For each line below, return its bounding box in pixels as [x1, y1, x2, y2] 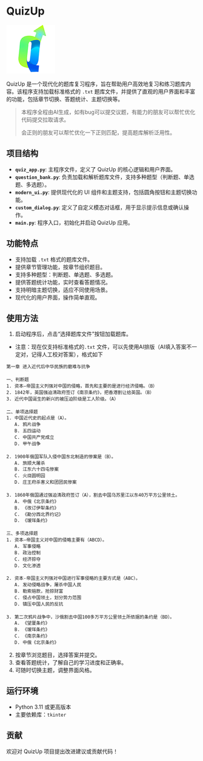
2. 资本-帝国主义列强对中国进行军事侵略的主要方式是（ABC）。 [6, 576, 141, 582]
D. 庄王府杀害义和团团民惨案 [14, 479, 77, 486]
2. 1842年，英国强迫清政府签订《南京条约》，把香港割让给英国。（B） [6, 389, 155, 396]
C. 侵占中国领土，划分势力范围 [14, 594, 82, 601]
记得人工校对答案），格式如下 [31, 351, 103, 358]
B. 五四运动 [14, 428, 41, 434]
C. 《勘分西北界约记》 [14, 511, 64, 517]
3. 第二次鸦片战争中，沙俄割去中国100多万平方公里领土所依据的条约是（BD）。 [6, 614, 175, 620]
